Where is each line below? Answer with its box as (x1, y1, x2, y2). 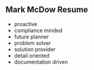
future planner (14, 33, 50, 40)
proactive (14, 20, 38, 27)
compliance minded (14, 27, 63, 34)
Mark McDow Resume (5, 5, 88, 15)
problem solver (14, 39, 51, 46)
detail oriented (14, 52, 50, 59)
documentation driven (14, 58, 69, 65)
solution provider (14, 46, 56, 53)
